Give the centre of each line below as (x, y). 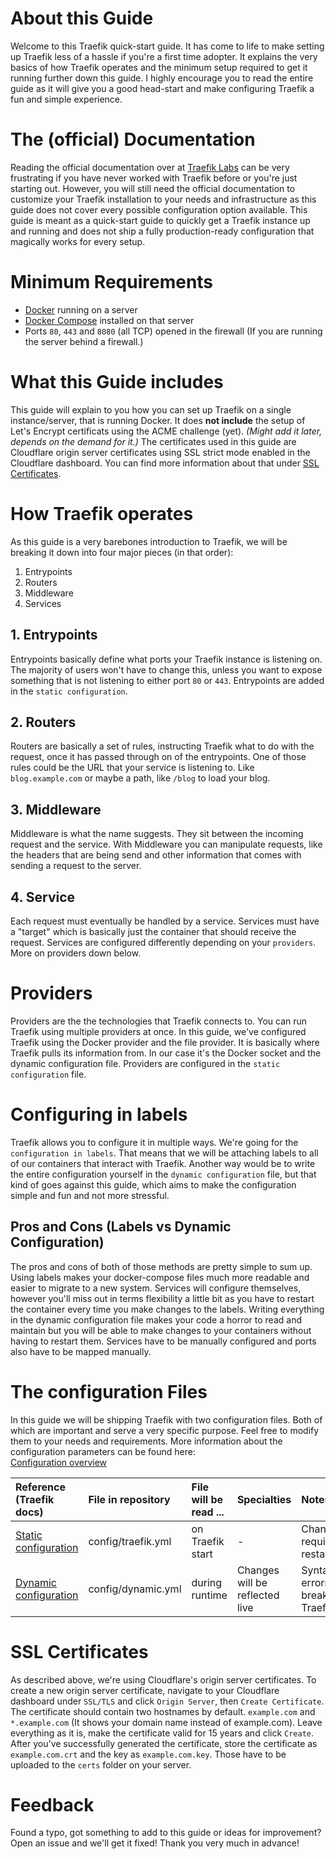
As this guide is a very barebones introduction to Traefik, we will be (149, 541)
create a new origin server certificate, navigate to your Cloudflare (145, 1690)
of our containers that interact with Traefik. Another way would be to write (163, 1163)
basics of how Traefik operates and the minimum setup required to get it (159, 67)
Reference (40, 1487)
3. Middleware (56, 809)
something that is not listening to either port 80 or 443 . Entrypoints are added (167, 680)
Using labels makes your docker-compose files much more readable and (160, 1277)
